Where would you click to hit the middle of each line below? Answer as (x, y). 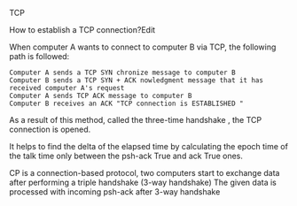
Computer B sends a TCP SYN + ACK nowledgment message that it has (137, 80)
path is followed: (39, 56)
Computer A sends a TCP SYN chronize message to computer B (123, 72)
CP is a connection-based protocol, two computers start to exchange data (145, 173)
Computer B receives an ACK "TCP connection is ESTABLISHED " (126, 103)
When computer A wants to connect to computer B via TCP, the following (143, 47)
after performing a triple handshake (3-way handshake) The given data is (143, 182)
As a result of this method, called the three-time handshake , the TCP (136, 120)
